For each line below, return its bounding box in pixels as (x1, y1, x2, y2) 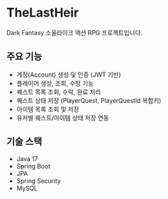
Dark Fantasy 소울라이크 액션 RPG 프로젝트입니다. (6, 28, 143, 37)
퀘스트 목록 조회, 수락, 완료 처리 (16, 88, 101, 96)
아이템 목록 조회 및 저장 (16, 105, 80, 113)
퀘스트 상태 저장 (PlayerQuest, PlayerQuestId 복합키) (16, 96, 162, 104)
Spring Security (16, 176, 61, 184)
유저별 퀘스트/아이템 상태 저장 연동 (16, 113, 109, 122)
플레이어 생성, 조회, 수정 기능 (16, 79, 94, 87)
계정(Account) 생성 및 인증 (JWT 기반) (16, 70, 121, 79)
